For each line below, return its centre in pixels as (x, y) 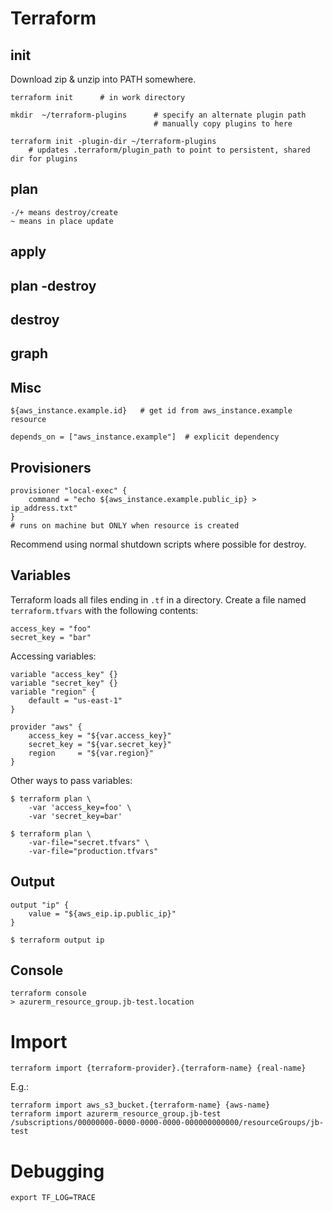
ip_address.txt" (44, 508)
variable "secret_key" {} (64, 683)
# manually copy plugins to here (223, 124)
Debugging (57, 1171)
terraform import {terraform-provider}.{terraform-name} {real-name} (158, 1068)
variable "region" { (53, 692)
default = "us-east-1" (75, 700)
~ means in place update (62, 221)
